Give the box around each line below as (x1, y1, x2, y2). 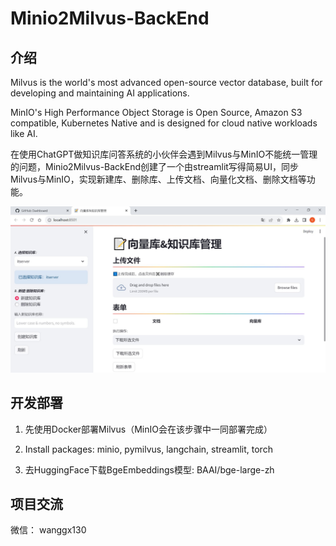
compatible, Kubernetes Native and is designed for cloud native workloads (10, 117, 318, 129)
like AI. (10, 128, 38, 139)
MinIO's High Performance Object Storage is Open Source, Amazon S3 (10, 107, 303, 118)
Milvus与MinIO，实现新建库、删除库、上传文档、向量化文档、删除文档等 (10, 173, 307, 185)
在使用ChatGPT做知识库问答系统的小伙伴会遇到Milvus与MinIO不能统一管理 (10, 148, 318, 160)
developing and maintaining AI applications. (10, 87, 190, 99)
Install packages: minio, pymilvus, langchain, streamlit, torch (24, 443, 273, 455)
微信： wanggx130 (10, 524, 87, 536)
